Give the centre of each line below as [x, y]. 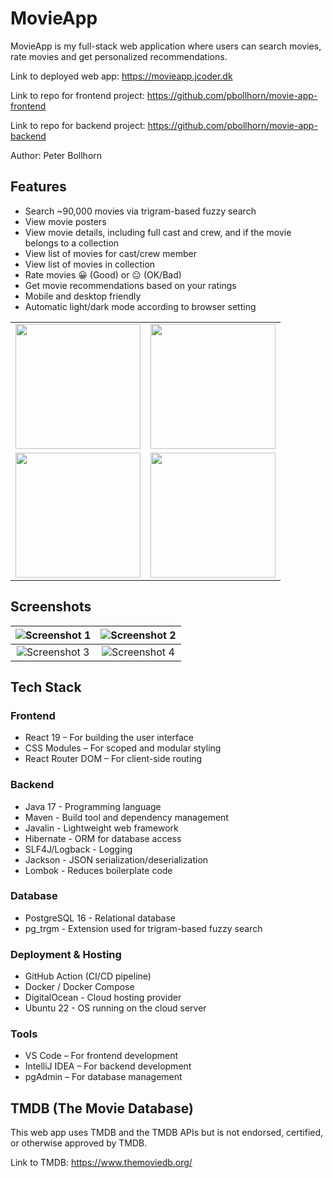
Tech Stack [46, 687]
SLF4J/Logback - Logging [78, 849]
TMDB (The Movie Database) [102, 1108]
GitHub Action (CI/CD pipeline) [88, 976]
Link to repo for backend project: [78, 125]
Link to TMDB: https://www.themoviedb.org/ [101, 1163]
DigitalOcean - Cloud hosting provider [103, 998]
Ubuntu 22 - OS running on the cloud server [115, 1008]
